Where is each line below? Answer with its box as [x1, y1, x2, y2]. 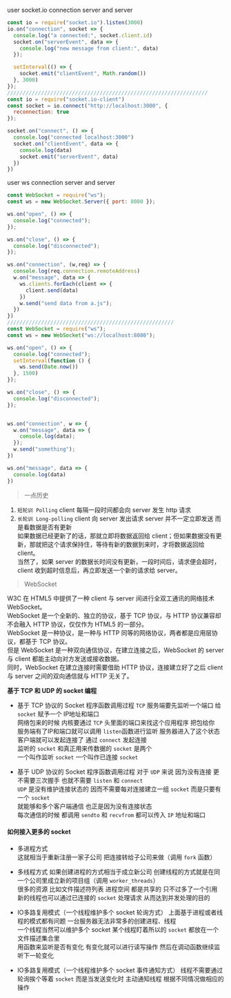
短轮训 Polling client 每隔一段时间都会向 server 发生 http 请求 [17, 505, 192, 513]
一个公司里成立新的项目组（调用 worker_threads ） [17, 876, 159, 884]
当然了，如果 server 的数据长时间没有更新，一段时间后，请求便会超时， [17, 557, 221, 565]
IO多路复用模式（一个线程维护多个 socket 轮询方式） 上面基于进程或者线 [17, 908, 223, 917]
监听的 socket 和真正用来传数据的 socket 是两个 [17, 744, 152, 752]
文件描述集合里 [17, 934, 60, 942]
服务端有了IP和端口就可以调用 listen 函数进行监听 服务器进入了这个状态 [17, 727, 221, 735]
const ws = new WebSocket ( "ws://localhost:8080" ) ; [7, 331, 156, 339]
